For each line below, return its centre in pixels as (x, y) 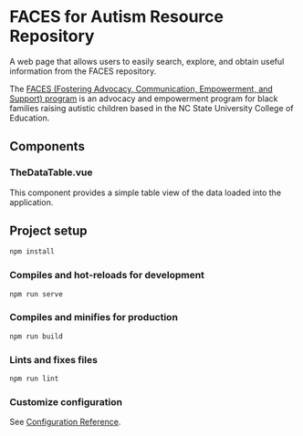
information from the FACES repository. (83, 71)
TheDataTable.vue (51, 172)
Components (47, 146)
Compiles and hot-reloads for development (107, 275)
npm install (32, 252)
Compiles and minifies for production (94, 317)
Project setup (49, 231)
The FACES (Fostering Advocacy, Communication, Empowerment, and (141, 88)
